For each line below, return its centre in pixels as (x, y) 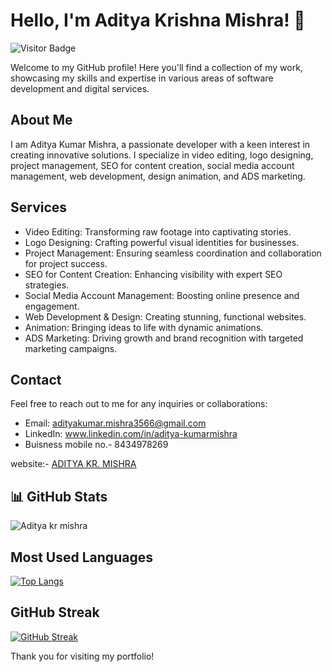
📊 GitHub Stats (59, 496)
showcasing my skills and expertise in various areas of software (142, 78)
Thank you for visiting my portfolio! (82, 656)
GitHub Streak (55, 612)
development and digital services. (80, 88)
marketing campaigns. (71, 348)
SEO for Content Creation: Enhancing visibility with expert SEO (153, 274)
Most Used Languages (81, 557)
